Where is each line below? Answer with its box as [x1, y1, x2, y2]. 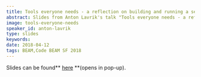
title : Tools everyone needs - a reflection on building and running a [6, 8, 188, 15]
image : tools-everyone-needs [6, 20, 79, 26]
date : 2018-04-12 [6, 42, 50, 48]
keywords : [6, 36, 31, 42]
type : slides [6, 31, 39, 37]
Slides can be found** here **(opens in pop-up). [6, 64, 126, 71]
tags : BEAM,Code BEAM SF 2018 [6, 48, 82, 54]
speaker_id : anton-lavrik [6, 25, 71, 32]
